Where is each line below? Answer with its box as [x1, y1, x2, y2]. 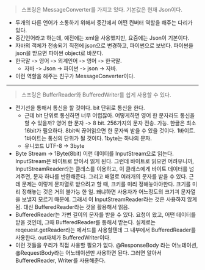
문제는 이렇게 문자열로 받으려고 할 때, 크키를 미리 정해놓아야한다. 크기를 [21, 180, 191, 188]
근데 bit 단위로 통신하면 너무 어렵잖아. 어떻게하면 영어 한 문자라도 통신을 [24, 112, 195, 119]
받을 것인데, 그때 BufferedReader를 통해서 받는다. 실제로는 [15, 219, 156, 225]
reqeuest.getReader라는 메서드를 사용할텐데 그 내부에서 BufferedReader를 [15, 226, 196, 233]
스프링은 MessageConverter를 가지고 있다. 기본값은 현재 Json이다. [21, 6, 183, 13]
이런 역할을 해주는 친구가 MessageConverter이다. [15, 73, 135, 79]
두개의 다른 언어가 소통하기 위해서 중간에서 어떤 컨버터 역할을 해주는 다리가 [15, 19, 193, 26]
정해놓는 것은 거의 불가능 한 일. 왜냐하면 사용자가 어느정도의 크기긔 [21, 188, 180, 195]
